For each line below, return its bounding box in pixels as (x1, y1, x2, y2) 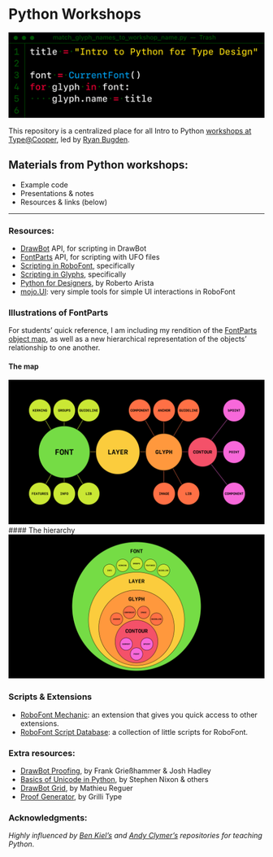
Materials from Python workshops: (8, 158, 188, 172)
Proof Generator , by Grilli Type (19, 791, 123, 802)
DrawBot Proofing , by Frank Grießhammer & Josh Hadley (19, 766, 211, 776)
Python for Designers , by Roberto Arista (19, 278, 154, 287)
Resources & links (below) (19, 197, 108, 207)
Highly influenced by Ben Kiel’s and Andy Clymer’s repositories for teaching (8, 831, 262, 841)
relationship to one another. (8, 343, 101, 352)
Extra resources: (8, 747, 76, 759)
